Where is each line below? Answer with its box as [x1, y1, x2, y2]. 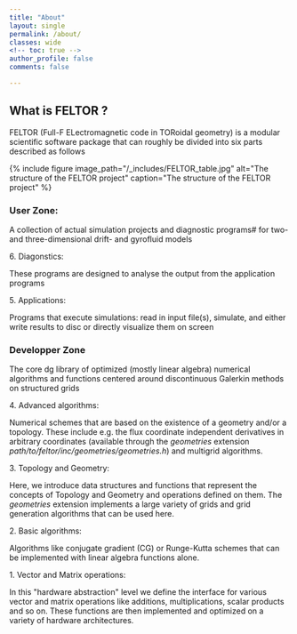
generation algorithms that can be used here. [9, 509, 175, 519]
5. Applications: [9, 294, 67, 305]
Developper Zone [9, 343, 86, 356]
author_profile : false [9, 54, 93, 63]
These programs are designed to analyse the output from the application [9, 268, 276, 278]
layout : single [9, 21, 66, 30]
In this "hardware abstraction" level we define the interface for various [9, 587, 267, 598]
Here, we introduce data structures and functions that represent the [9, 480, 258, 491]
